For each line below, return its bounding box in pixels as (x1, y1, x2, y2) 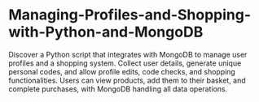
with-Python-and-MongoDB (8, 23, 204, 41)
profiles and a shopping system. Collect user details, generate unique (8, 58, 242, 68)
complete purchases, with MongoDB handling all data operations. (8, 83, 228, 94)
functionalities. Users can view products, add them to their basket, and (8, 75, 246, 85)
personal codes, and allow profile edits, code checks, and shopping (8, 66, 236, 76)
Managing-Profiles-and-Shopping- (8, 6, 252, 24)
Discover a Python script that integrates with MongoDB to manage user (8, 49, 248, 59)
